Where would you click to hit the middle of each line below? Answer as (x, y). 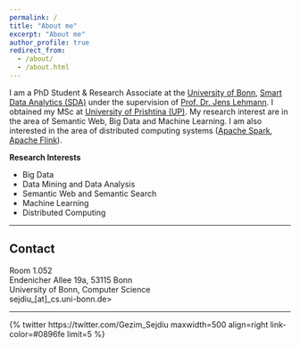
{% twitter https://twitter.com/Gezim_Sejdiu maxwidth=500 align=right (139, 324)
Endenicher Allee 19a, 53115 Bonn (71, 280)
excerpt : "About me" (48, 34)
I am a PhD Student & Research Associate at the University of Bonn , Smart (146, 92)
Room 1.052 (31, 270)
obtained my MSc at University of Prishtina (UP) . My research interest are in (149, 112)
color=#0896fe (37, 334)
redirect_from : (37, 51)
